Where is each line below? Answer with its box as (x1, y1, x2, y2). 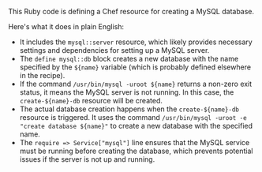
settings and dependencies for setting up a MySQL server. (19, 46, 210, 54)
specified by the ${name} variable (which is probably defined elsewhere (19, 62, 251, 72)
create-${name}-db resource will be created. (19, 96, 163, 105)
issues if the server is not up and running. (19, 155, 155, 164)
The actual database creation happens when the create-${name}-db (19, 104, 239, 114)
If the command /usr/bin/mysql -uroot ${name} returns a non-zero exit (19, 79, 253, 88)
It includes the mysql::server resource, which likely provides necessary (19, 37, 253, 47)
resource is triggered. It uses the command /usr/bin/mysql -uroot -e (19, 113, 247, 122)
